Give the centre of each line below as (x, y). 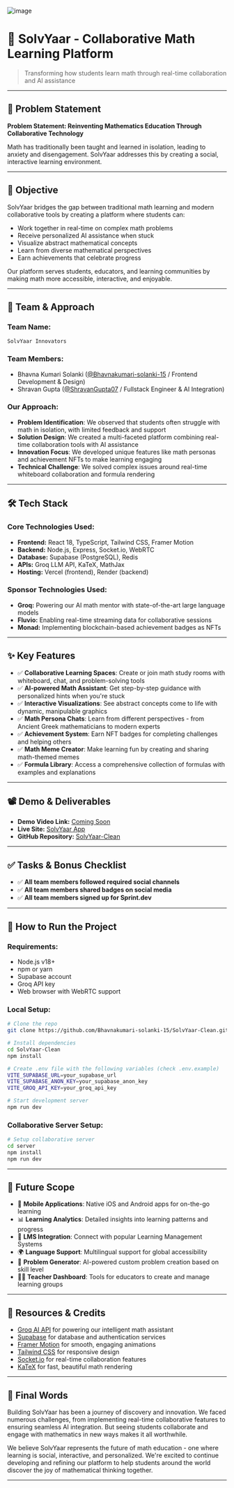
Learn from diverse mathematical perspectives (84, 250)
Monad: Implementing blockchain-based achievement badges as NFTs (119, 627)
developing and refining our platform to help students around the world (109, 1463)
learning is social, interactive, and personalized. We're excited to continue (113, 1455)
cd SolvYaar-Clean (34, 1049)
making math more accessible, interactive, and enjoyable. (90, 279)
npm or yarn (35, 969)
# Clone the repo (32, 1024)
